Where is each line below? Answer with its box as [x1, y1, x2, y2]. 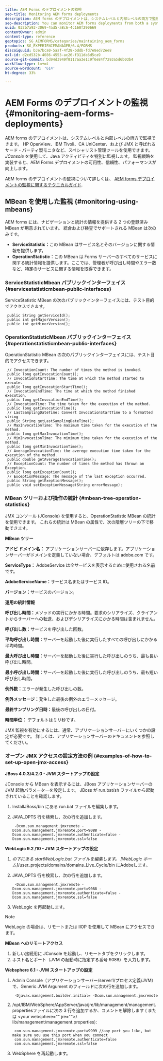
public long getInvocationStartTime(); [7, 385, 88, 390]
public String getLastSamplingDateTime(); [7, 419, 95, 424]
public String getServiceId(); [7, 313, 70, 318]
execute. [5, 380, 23, 385]
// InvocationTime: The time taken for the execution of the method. [7, 402, 151, 407]
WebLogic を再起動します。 [12, 904, 67, 910]
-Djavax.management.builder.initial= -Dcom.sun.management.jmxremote [14, 993, 158, 998]
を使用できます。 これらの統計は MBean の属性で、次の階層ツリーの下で [5, 519, 150, 525]
